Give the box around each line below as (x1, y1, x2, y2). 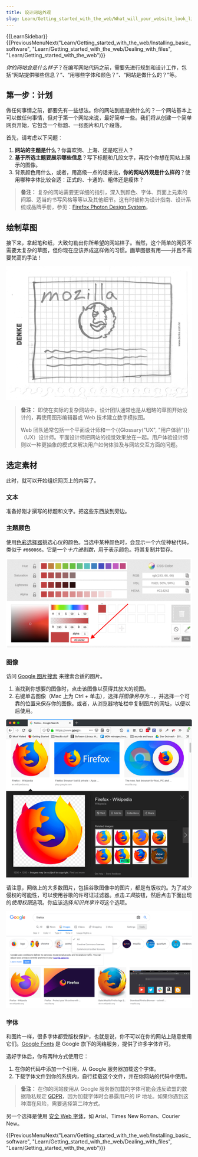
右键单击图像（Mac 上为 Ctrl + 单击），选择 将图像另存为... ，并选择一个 (14, 693, 185, 700)
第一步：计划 (6, 90, 53, 100)
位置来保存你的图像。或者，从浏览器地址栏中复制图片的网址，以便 (25, 700, 186, 707)
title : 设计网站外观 (6, 9, 51, 15)
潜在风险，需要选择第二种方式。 (25, 1100, 104, 1107)
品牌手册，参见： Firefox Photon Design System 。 (31, 204, 151, 211)
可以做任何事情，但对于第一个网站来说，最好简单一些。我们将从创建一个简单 (6, 114, 192, 121)
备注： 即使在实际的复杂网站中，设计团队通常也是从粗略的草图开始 (20, 406, 183, 413)
